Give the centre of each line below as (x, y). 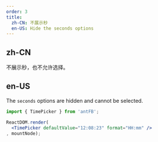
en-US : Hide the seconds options (53, 28)
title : (14, 17)
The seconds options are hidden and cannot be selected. (75, 100)
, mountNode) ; (24, 133)
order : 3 (17, 12)
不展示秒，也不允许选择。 (37, 67)
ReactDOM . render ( (28, 122)
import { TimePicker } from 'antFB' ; (53, 111)
